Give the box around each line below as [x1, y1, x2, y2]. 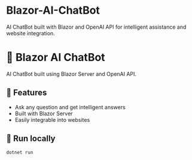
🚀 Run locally [6, 134, 56, 144]
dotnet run [6, 149, 33, 155]
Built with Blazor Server [14, 110, 73, 117]
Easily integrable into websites [14, 116, 90, 123]
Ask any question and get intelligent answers [14, 103, 126, 110]
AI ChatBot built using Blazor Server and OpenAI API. [6, 70, 136, 78]
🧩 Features [6, 88, 47, 98]
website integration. [6, 29, 55, 36]
